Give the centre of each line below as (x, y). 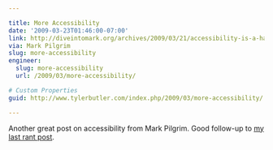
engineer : (25, 61)
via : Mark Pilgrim (39, 45)
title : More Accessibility (54, 23)
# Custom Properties (43, 90)
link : (17, 38)
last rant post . (32, 137)
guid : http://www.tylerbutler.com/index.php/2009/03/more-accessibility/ (136, 98)
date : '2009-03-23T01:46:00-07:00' (69, 30)
